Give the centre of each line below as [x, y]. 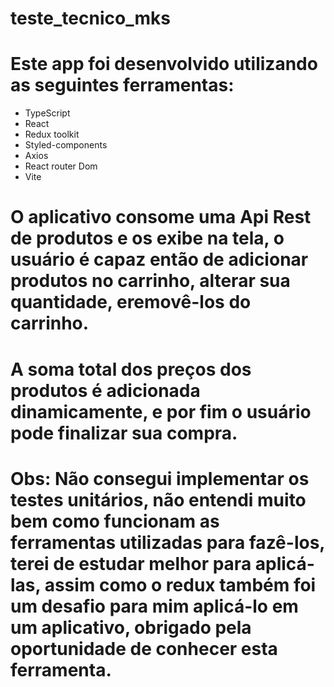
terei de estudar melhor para [131, 563]
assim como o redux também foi [180, 584]
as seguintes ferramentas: [122, 85]
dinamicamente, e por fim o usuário [161, 411]
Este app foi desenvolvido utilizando [164, 64]
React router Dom [61, 166]
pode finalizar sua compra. [124, 433]
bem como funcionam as [115, 521]
